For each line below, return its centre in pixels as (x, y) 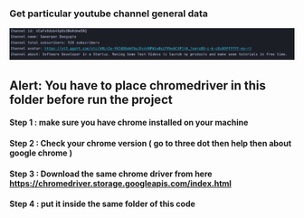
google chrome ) (41, 153)
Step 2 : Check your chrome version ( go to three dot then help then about (151, 144)
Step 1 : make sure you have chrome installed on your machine (129, 123)
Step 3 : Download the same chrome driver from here (111, 174)
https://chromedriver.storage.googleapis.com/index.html (121, 183)
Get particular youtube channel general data (109, 14)
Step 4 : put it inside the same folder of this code (103, 204)
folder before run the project (91, 99)
